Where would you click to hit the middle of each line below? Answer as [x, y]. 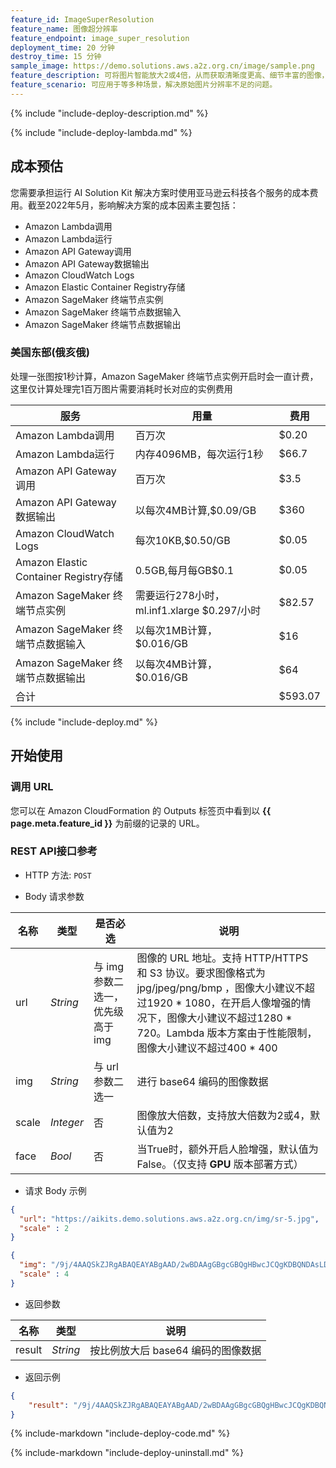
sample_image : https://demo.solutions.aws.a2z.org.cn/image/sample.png [162, 66]
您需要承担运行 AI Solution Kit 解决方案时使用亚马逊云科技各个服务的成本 [160, 192]
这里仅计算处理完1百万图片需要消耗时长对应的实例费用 [121, 388]
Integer [67, 1122]
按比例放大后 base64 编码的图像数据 [175, 1350]
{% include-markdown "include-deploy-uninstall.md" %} [127, 1453]
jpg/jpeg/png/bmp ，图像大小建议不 [221, 988]
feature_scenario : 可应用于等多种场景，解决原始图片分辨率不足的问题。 [144, 85]
